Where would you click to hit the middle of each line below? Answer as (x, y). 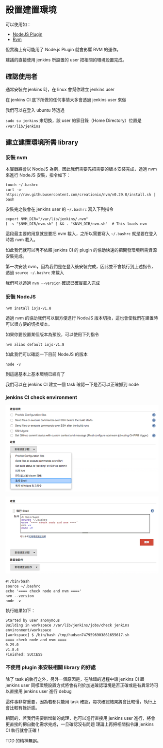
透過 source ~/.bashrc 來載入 (35, 273)
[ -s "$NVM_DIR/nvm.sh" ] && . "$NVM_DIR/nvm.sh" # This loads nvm (76, 224)
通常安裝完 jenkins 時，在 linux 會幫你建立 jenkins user (60, 89)
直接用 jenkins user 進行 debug (41, 691)
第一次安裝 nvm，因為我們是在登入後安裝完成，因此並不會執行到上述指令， (81, 267)
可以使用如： (18, 24)
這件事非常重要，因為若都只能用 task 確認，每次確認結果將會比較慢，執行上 (81, 701)
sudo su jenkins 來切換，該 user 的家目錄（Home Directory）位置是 (74, 120)
